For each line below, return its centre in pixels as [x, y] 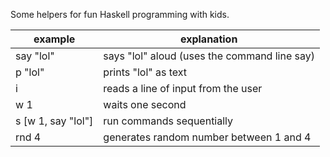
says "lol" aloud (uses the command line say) [209, 56]
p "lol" [30, 72]
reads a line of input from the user [183, 88]
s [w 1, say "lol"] [54, 121]
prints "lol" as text [145, 72]
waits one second [145, 104]
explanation [208, 39]
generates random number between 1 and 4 [207, 137]
